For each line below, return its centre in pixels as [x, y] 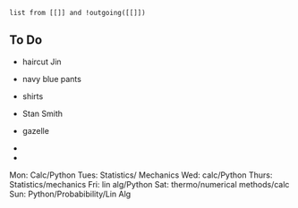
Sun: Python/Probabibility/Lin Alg [70, 194]
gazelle [35, 130]
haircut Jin [42, 62]
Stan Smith [42, 113]
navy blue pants [52, 79]
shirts [33, 96]
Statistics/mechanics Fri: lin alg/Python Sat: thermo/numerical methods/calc [149, 184]
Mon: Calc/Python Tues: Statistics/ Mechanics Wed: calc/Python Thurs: [141, 175]
